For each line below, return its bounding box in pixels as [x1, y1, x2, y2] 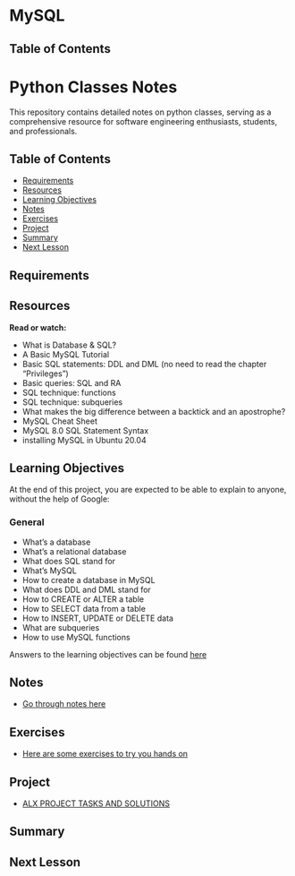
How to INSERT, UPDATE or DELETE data [21, 613, 174, 623]
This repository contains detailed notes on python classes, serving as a [9, 107, 272, 117]
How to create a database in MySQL [21, 574, 156, 585]
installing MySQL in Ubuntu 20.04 [21, 434, 147, 445]
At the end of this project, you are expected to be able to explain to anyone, [9, 485, 287, 495]
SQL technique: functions [21, 387, 116, 398]
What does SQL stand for [21, 555, 116, 566]
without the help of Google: [9, 494, 110, 504]
